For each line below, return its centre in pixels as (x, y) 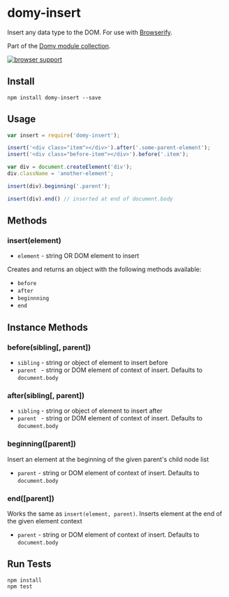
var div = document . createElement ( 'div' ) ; (70, 167)
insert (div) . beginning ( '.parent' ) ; (59, 186)
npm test (20, 586)
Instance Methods (48, 327)
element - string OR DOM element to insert (78, 256)
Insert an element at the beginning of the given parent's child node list (108, 459)
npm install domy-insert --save (54, 97)
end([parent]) (31, 498)
